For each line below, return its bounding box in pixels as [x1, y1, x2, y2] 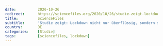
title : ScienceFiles [5, 16, 64, 21]
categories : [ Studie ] [5, 29, 55, 34]
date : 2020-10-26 [5, 7, 60, 12]
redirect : [5, 11, 25, 16]
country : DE [5, 25, 42, 30]
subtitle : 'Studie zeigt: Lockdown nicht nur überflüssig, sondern [5, 20, 155, 25]
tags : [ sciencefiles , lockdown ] [5, 34, 90, 39]
